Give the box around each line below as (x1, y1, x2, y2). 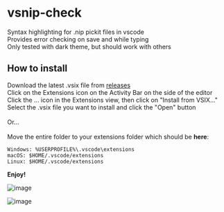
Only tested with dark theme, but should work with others (7, 42, 171, 51)
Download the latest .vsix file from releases (7, 81, 130, 89)
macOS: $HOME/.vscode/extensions (7, 152, 104, 159)
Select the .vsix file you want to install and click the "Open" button (7, 103, 196, 112)
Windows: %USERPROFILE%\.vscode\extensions (7, 145, 135, 153)
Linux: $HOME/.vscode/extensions (7, 158, 104, 165)
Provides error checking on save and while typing (7, 35, 149, 43)
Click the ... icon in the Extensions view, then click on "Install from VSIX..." (7, 96, 218, 104)
